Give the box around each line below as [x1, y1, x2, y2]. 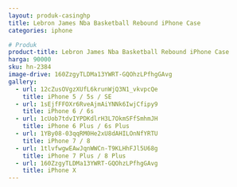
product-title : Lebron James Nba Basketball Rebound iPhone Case [8, 49, 229, 56]
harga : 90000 [8, 56, 52, 64]
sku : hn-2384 [8, 63, 52, 72]
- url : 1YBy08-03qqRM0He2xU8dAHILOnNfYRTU [15, 130, 158, 138]
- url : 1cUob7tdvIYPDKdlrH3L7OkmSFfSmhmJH [15, 115, 158, 123]
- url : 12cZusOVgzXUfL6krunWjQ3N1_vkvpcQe [15, 85, 158, 93]
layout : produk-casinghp [8, 11, 91, 20]
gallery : [8, 77, 37, 86]
